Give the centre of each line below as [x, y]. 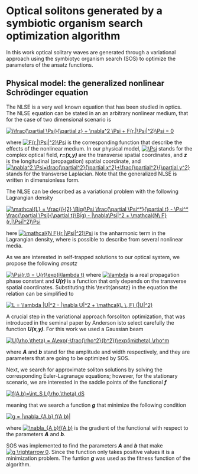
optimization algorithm [63, 36]
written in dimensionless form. [43, 180]
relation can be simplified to [40, 293]
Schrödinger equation [47, 93]
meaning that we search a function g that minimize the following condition [96, 405]
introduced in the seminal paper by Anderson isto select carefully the [90, 322]
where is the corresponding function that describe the [94, 142]
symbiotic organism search [74, 23]
